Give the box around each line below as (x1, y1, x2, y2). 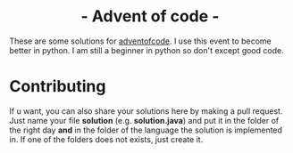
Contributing (9, 76, 106, 97)
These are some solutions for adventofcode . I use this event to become (9, 36, 272, 46)
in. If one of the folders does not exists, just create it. (9, 133, 204, 144)
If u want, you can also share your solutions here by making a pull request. (9, 105, 283, 117)
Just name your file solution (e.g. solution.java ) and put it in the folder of (9, 115, 280, 125)
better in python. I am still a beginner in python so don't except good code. (9, 44, 284, 55)
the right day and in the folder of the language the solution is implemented (9, 125, 283, 135)
